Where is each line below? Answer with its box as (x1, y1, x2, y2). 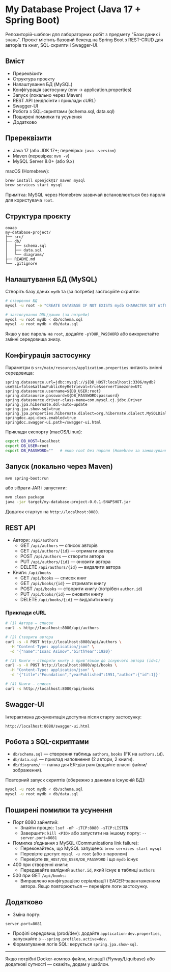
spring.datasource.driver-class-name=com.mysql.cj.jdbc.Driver (5, 398, 142, 403)
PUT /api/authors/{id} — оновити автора (20, 559, 111, 565)
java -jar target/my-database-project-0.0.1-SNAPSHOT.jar (5, 499, 131, 505)
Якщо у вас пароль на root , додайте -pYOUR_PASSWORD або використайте (5, 331, 159, 337)
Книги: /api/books (12, 569, 51, 575)
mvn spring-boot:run (5, 476, 49, 481)
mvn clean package (5, 495, 44, 500)
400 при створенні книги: (12, 862, 69, 868)
